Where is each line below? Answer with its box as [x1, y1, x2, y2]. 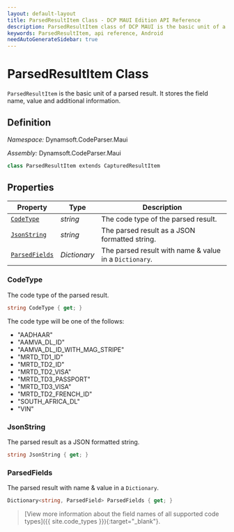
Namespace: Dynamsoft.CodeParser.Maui [7, 135, 128, 144]
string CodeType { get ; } [7, 304, 82, 311]
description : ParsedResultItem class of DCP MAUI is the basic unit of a [7, 23, 226, 30]
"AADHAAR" [17, 330, 54, 339]
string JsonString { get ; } [7, 451, 89, 459]
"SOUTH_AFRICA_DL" [17, 397, 80, 405]
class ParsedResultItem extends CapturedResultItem [7, 162, 160, 169]
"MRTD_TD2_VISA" [17, 367, 72, 376]
